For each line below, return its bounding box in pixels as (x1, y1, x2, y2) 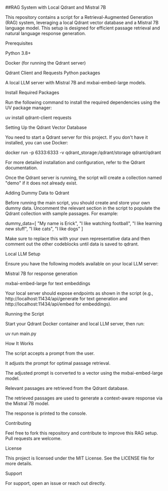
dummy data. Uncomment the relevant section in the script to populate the (5, 205, 160, 211)
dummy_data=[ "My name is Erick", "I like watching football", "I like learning (5, 221, 162, 226)
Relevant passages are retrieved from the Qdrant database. (5, 385, 129, 391)
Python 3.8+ (5, 50, 31, 56)
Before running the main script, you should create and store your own (5, 200, 150, 205)
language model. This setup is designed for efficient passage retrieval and (5, 25, 160, 31)
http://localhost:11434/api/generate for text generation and (5, 296, 128, 301)
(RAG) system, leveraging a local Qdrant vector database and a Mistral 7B (5, 20, 159, 25)
